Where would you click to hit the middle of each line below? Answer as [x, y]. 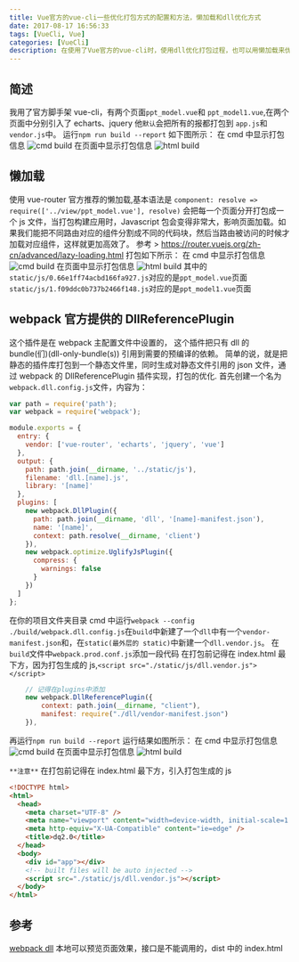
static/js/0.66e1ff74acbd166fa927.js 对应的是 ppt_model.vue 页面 [128, 277]
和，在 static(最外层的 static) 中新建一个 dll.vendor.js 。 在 [170, 642]
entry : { [33, 436]
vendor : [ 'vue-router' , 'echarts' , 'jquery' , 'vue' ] [125, 445]
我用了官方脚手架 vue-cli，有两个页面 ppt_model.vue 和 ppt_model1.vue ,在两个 [149, 111]
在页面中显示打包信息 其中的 [132, 266]
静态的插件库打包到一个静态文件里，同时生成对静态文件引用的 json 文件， [144, 364]
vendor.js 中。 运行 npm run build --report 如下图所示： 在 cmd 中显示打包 [147, 134]
